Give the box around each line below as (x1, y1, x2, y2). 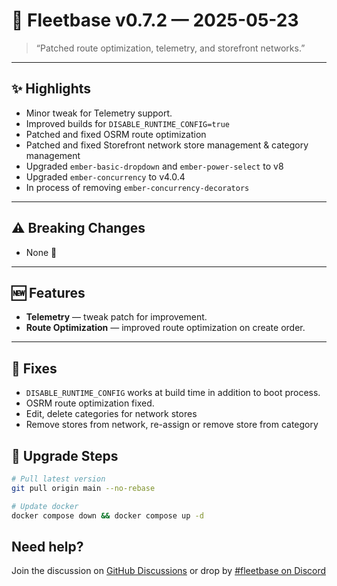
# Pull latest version (11, 474, 106, 484)
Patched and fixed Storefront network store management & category (25, 139, 309, 151)
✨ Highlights (11, 80, 91, 98)
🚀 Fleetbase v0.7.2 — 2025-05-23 (11, 9, 299, 32)
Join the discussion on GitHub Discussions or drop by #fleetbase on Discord (11, 565, 327, 577)
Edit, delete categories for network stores (25, 408, 198, 420)
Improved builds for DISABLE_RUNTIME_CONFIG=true (25, 117, 231, 129)
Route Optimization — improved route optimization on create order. (25, 322, 306, 334)
